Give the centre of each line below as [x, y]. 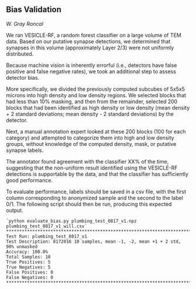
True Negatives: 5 [28, 267]
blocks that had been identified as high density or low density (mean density [98, 107]
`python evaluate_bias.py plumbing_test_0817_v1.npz [71, 221]
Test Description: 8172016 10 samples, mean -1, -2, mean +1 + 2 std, [94, 242]
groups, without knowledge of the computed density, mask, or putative [91, 144]
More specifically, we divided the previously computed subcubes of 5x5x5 [96, 89]
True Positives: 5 [28, 262]
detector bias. [23, 77]
